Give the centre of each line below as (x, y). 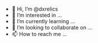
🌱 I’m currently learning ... (43, 21)
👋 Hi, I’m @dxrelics (35, 9)
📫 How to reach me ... (39, 34)
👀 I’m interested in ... (37, 15)
